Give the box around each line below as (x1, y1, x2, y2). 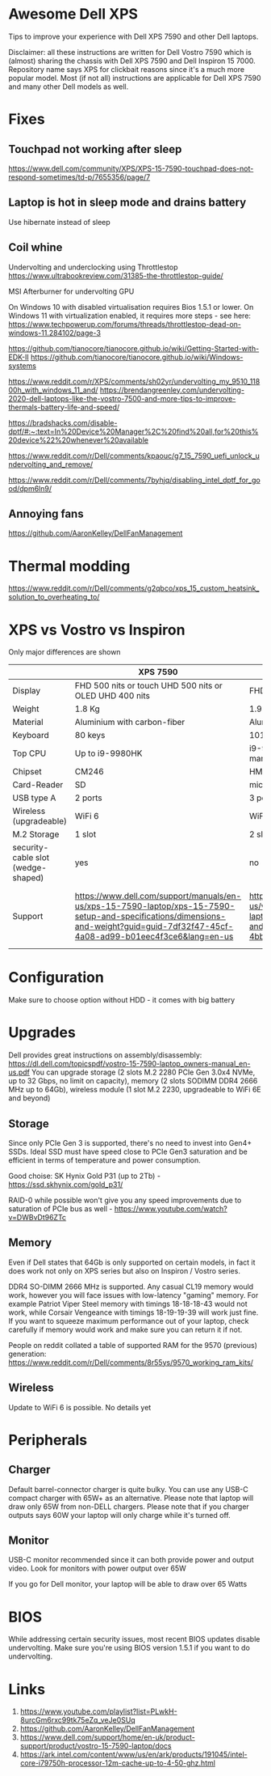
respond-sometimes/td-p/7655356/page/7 (8, 172, 151, 182)
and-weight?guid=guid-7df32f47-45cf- (74, 921, 234, 932)
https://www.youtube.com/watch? (114, 1203, 227, 1214)
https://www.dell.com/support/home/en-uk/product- (19, 1732, 195, 1742)
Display (12, 685, 41, 697)
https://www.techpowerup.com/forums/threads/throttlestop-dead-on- (8, 319, 242, 328)
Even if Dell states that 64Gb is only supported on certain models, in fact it (8, 1257, 256, 1267)
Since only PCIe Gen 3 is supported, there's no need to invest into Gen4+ (8, 1138, 252, 1147)
